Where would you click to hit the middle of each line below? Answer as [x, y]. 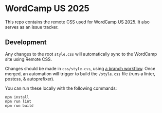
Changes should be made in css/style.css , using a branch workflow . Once [80, 68]
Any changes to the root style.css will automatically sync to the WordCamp [81, 54]
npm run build [19, 105]
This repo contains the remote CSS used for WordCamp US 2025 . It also [77, 22]
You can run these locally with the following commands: [61, 88]
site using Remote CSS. [28, 59]
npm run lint [18, 101]
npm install [17, 97]
